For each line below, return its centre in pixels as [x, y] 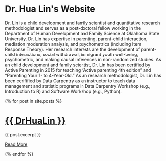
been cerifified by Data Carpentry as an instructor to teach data [70, 81]
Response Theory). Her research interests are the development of [73, 49]
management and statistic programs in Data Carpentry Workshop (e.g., [78, 86]
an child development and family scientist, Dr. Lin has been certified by [78, 65]
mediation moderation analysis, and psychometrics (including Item [73, 44]
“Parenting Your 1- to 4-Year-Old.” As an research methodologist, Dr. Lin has [83, 75]
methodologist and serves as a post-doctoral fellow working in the [73, 28]
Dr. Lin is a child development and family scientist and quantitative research [83, 23]
